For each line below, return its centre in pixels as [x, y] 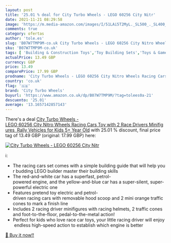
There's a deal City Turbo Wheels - [42, 119]
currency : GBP [20, 62]
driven [19, 198]
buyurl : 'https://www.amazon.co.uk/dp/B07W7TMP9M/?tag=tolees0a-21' [79, 95]
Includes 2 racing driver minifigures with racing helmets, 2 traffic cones [88, 209]
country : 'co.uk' [24, 81]
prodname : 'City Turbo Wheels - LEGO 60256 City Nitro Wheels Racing [81, 76]
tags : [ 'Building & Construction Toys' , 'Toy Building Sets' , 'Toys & [81, 52]
